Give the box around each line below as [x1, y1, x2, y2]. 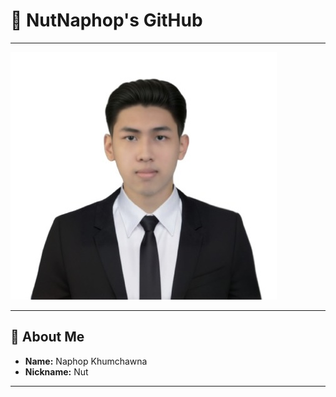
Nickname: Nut [24, 365, 89, 378]
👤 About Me [10, 329, 85, 346]
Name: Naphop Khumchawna [24, 355, 148, 367]
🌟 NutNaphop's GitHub [10, 9, 203, 32]
